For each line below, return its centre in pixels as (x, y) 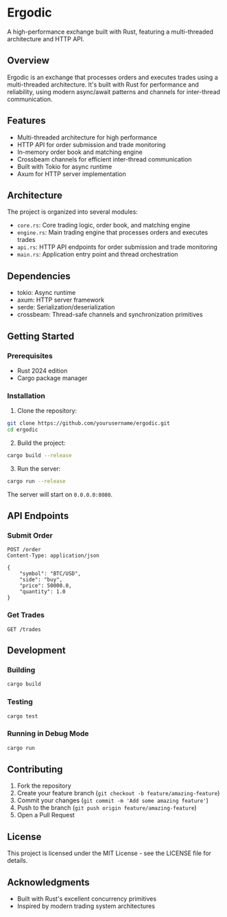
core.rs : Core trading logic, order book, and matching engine (104, 225)
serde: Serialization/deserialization (66, 307)
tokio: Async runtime (46, 293)
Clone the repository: (47, 411)
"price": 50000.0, (46, 586)
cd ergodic (23, 430)
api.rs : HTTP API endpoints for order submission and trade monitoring (117, 247)
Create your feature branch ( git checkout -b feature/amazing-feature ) (118, 793)
